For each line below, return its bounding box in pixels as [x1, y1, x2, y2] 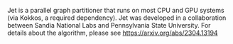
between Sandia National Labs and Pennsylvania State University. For [7, 21, 211, 29]
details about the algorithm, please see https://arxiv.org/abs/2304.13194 [7, 28, 218, 37]
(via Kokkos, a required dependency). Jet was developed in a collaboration [7, 13, 227, 22]
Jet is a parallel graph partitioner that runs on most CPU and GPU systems [7, 6, 225, 14]
